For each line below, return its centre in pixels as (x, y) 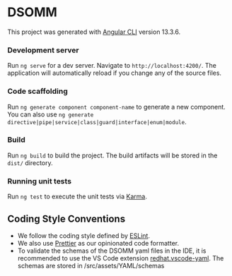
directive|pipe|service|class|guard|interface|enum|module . (97, 121)
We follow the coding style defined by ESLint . (84, 235)
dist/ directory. (30, 162)
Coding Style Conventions (66, 218)
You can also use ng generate (51, 114)
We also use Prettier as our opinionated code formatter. (98, 243)
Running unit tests (40, 181)
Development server (43, 50)
